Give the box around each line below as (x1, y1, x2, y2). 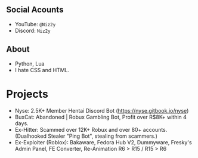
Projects (6, 87, 49, 101)
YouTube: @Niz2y (14, 20, 56, 27)
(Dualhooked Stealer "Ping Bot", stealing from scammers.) (14, 132, 158, 140)
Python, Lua (14, 60, 45, 67)
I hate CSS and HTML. (14, 66, 70, 73)
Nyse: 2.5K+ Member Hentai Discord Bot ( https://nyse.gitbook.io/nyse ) (14, 107, 189, 114)
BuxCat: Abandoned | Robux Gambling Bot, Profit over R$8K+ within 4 (14, 113, 187, 120)
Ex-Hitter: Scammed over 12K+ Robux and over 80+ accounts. (14, 126, 168, 133)
